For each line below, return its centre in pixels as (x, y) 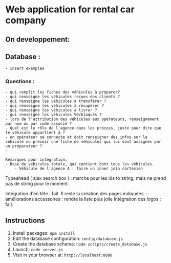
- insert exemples (25, 69)
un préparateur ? (24, 146)
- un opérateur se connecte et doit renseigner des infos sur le (76, 137)
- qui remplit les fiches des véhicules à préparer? (63, 92)
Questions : (20, 82)
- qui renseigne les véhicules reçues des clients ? (63, 97)
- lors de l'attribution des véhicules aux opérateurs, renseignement (82, 119)
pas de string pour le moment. (37, 183)
